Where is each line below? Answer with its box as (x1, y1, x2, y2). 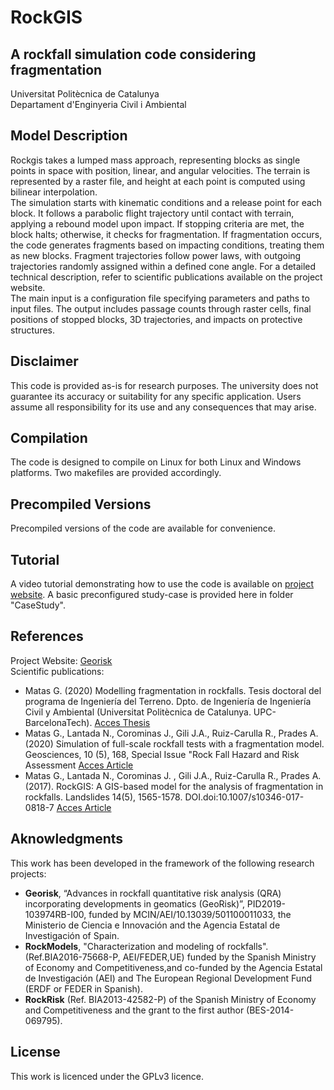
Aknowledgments (10, 831, 124, 848)
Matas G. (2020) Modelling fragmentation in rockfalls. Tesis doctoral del (24, 684, 322, 696)
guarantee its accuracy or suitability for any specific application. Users (10, 390, 302, 402)
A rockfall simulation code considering (10, 46, 257, 63)
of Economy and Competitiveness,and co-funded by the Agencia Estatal (24, 961, 323, 973)
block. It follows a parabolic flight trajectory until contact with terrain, (10, 207, 295, 219)
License (10, 1044, 61, 1061)
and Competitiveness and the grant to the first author (24, 1004, 245, 1016)
